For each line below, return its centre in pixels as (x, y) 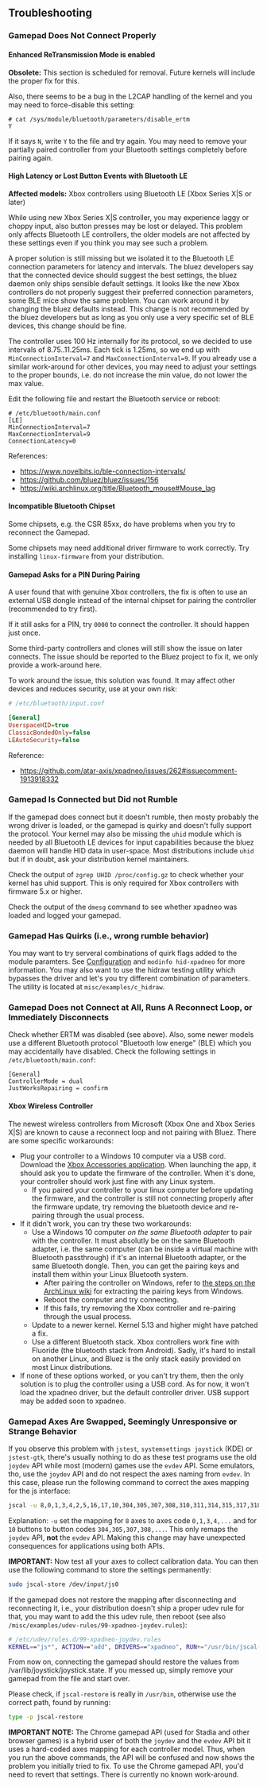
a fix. (40, 1333)
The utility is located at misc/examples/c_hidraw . (87, 987)
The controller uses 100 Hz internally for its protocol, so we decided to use (130, 341)
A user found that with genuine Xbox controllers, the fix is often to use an (128, 592)
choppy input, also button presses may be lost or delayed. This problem (126, 226)
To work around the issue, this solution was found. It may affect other (122, 681)
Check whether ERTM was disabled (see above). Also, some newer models (131, 1035)
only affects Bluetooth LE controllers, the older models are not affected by (129, 234)
